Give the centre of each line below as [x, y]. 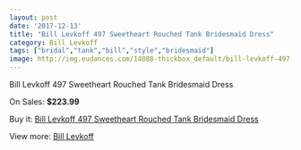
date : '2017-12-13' [46, 26]
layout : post [34, 17]
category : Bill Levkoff [54, 42]
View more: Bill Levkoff [52, 136]
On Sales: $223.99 [44, 102]
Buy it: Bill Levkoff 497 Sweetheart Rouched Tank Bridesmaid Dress [134, 119]
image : [21, 59]
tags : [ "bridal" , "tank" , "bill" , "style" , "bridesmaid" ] [112, 51]
